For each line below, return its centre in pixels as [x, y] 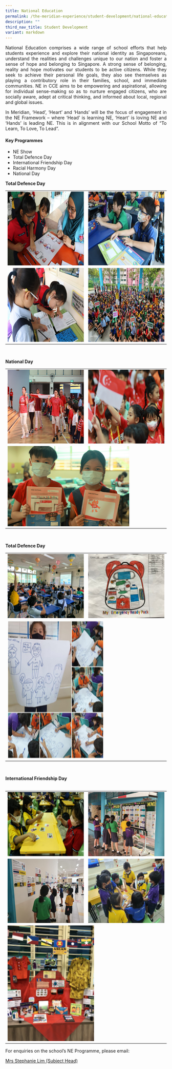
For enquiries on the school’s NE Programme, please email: [67, 1051]
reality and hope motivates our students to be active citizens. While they [86, 70]
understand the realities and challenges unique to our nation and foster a [86, 59]
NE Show [22, 152]
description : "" [23, 22]
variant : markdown [25, 33]
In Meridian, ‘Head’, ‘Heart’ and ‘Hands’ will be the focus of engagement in [86, 112]
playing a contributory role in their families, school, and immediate [86, 81]
